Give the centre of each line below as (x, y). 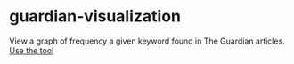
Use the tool (32, 50)
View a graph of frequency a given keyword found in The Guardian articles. (147, 41)
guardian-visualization (95, 16)
